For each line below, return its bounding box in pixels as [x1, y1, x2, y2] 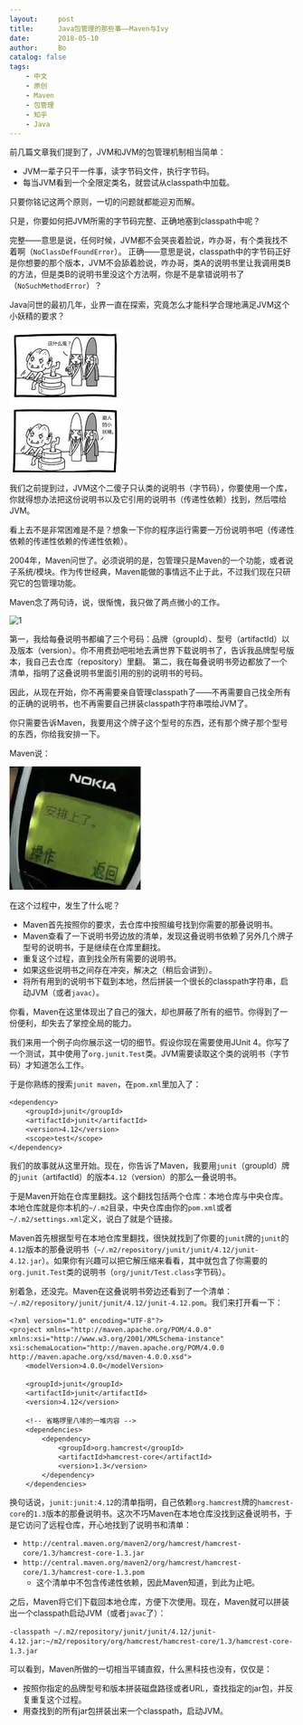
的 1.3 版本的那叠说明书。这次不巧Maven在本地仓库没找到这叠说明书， [25, 1508, 285, 1520]
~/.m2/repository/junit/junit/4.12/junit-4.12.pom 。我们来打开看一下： [9, 1297, 283, 1308]
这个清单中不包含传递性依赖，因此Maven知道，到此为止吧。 [35, 1577, 260, 1588]
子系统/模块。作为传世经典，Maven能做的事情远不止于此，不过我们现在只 [9, 567, 283, 577]
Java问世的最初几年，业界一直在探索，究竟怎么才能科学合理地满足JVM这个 [9, 300, 290, 310]
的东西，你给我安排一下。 [9, 729, 105, 739]
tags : [9, 62, 30, 71]
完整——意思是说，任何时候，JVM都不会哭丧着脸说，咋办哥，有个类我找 [9, 235, 280, 246]
